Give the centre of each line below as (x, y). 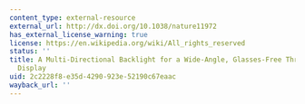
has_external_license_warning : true (79, 34)
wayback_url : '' (40, 85)
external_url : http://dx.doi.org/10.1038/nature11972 (113, 26)
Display (32, 69)
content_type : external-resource (73, 18)
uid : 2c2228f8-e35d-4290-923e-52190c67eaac (93, 77)
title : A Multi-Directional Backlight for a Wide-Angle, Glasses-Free (146, 60)
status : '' (30, 52)
